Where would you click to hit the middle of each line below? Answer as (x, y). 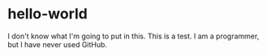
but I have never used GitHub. (57, 44)
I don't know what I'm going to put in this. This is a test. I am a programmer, (133, 36)
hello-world (48, 14)
